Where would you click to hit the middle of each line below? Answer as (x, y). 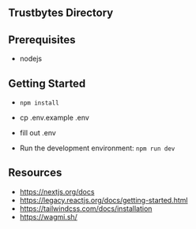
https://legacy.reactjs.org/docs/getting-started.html (104, 200)
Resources (35, 173)
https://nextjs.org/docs (57, 191)
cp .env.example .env (54, 118)
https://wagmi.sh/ (48, 216)
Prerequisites (42, 40)
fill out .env (38, 133)
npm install (39, 103)
